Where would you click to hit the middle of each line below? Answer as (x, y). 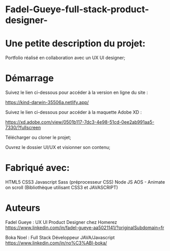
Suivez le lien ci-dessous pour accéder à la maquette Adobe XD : (74, 112)
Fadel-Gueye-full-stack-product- (77, 9)
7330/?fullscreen (23, 128)
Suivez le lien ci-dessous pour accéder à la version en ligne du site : (77, 92)
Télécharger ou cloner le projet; (38, 137)
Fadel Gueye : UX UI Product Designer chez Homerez (61, 222)
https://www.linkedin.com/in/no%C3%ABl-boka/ (56, 243)
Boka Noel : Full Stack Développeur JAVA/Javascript (60, 237)
